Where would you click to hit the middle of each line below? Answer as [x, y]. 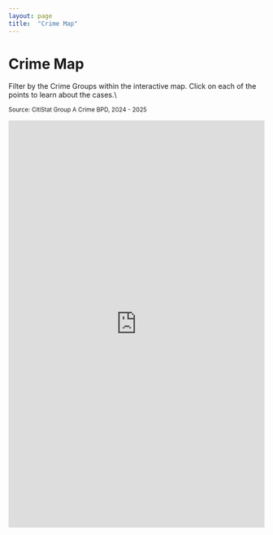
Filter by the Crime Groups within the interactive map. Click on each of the [132, 86]
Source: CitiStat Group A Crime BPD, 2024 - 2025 [78, 110]
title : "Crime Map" [43, 24]
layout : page [30, 16]
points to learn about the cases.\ [63, 95]
